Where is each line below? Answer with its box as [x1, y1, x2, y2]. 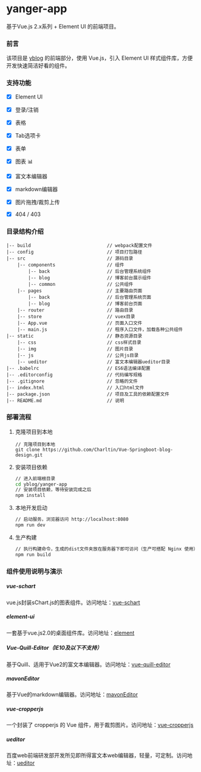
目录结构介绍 [6, 228, 44, 236]
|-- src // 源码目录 [6, 256, 134, 262]
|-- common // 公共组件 [28, 282, 134, 288]
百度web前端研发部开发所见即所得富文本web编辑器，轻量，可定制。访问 [6, 752, 187, 759]
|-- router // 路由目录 [17, 307, 134, 313]
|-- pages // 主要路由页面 [17, 288, 143, 294]
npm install [15, 492, 46, 499]
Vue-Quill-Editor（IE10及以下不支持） [6, 644, 102, 652]
